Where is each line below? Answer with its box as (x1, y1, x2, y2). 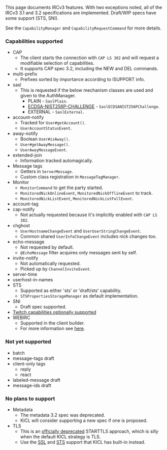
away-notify (12, 130, 38, 137)
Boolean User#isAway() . (20, 136, 70, 142)
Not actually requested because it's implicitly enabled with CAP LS (20, 211, 157, 218)
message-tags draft (12, 355, 54, 361)
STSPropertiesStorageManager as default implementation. (20, 293, 139, 299)
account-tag (12, 201, 39, 207)
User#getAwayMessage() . (20, 141, 70, 147)
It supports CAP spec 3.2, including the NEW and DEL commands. (20, 66, 158, 72)
